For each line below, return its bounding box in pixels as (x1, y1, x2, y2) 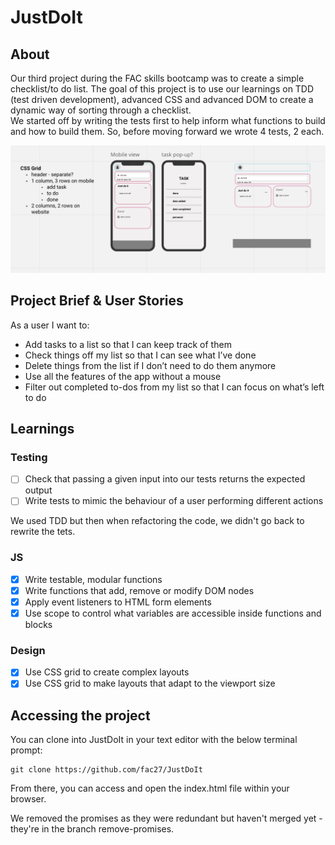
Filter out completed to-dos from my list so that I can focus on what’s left (24, 381, 325, 393)
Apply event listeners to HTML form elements (24, 596, 212, 608)
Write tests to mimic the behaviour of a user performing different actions (24, 495, 324, 507)
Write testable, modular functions (24, 573, 163, 585)
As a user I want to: (10, 319, 90, 331)
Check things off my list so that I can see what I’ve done (24, 349, 257, 361)
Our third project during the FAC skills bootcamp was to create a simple (10, 72, 305, 84)
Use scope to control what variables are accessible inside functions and (24, 607, 322, 619)
